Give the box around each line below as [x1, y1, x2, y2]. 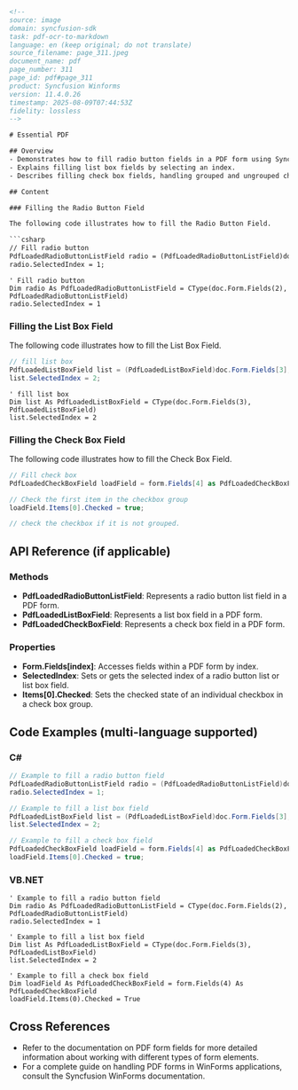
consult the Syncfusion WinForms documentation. [21, 1070, 206, 1081]
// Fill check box [9, 470, 77, 480]
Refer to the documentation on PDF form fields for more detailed [21, 1042, 258, 1053]
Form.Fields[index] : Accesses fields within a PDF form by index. [21, 661, 259, 672]
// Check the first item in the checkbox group [9, 495, 189, 504]
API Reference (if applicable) [9, 544, 171, 559]
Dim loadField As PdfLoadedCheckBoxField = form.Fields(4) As [9, 979, 244, 988]
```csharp [9, 235, 46, 245]
